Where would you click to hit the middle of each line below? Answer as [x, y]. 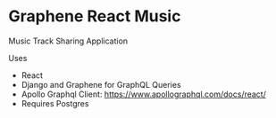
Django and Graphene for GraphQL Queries [101, 84]
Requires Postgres [55, 103]
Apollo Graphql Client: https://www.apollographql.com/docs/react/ [144, 94]
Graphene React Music [95, 16]
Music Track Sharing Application [68, 41]
